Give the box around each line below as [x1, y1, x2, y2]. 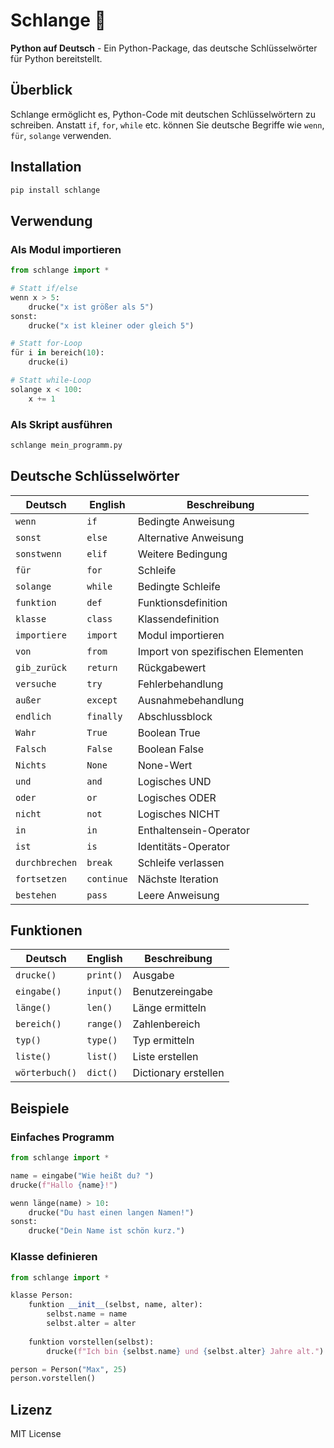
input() [86, 986, 123, 998]
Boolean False [137, 742, 205, 756]
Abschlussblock [137, 709, 213, 723]
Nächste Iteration [137, 872, 219, 886]
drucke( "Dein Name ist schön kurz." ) [28, 1226, 186, 1236]
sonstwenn [15, 548, 62, 559]
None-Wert [137, 758, 193, 772]
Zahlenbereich [132, 1017, 201, 1031]
